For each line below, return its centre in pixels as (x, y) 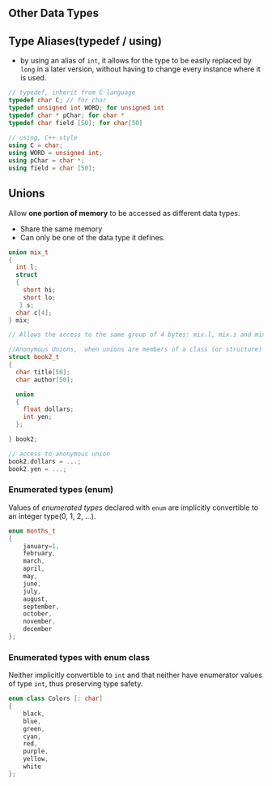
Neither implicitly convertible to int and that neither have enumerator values (136, 675)
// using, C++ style (43, 138)
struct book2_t (34, 357)
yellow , (36, 759)
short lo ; (40, 297)
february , (40, 554)
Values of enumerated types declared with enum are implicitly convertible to (134, 507)
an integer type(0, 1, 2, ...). (52, 516)
